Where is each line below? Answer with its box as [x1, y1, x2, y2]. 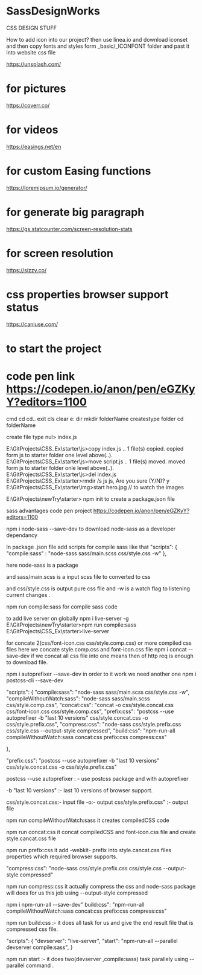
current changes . [6, 591, 51, 598]
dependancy [6, 531, 38, 539]
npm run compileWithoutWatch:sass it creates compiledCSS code [6, 817, 170, 824]
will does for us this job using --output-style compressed [6, 889, 148, 896]
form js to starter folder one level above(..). [6, 451, 113, 458]
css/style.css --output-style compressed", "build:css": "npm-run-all [6, 727, 175, 734]
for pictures [6, 82, 66, 96]
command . [25, 962, 54, 969]
